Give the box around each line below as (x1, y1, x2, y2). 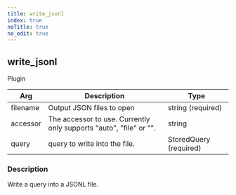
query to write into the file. (48, 139, 135, 149)
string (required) (167, 103, 223, 113)
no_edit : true (7, 29, 49, 37)
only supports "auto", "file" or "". (48, 123, 157, 133)
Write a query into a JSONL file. (7, 180, 99, 189)
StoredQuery (167, 135, 211, 144)
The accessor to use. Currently (48, 114, 150, 124)
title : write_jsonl (7, 10, 65, 18)
